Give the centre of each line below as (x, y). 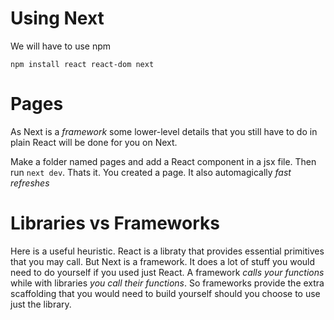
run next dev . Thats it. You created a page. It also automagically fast (151, 172)
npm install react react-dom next (82, 64)
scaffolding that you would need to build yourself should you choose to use (165, 293)
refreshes (30, 183)
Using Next (57, 18)
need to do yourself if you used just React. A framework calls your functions (167, 272)
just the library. (41, 304)
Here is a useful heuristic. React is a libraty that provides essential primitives (167, 251)
